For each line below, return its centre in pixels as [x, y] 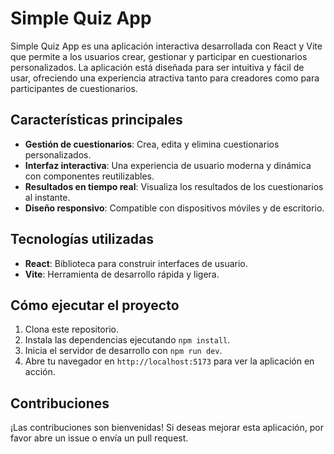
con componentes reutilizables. [89, 176]
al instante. [47, 197]
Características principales [96, 120]
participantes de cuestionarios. [74, 88]
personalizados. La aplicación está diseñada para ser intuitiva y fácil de [157, 67]
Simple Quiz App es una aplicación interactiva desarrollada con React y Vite [166, 46]
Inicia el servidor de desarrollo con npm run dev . [123, 351]
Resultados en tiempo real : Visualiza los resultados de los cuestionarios [174, 186]
